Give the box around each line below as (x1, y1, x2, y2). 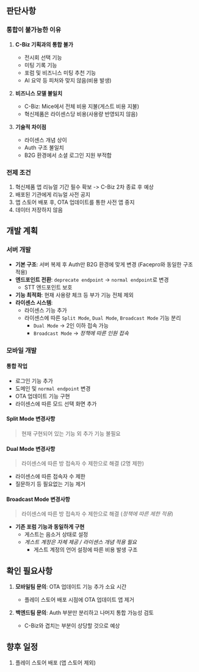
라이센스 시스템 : (15, 299, 53, 306)
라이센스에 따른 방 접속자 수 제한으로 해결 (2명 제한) (21, 460, 145, 467)
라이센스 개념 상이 (24, 136, 67, 144)
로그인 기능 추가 (15, 377, 53, 384)
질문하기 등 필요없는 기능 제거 (15, 480, 85, 488)
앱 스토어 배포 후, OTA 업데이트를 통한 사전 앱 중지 (15, 198, 135, 206)
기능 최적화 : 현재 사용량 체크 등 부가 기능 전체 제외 (15, 291, 134, 298)
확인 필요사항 (6, 566, 53, 576)
